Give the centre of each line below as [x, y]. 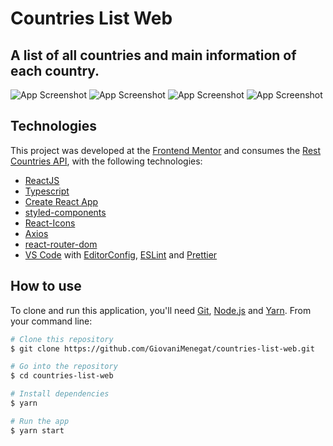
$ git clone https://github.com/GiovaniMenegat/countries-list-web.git [162, 348]
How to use [46, 286]
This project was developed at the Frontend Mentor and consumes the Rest [166, 150]
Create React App [61, 201]
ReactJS [42, 180]
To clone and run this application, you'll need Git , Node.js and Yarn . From [161, 310]
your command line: [51, 321]
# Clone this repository [62, 339]
